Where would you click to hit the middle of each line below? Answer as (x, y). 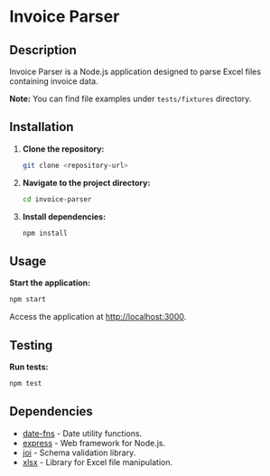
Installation (42, 127)
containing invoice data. (54, 81)
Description (43, 50)
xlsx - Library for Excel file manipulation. (98, 462)
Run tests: (29, 367)
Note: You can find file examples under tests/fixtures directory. (130, 98)
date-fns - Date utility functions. (82, 433)
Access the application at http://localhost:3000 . (98, 317)
